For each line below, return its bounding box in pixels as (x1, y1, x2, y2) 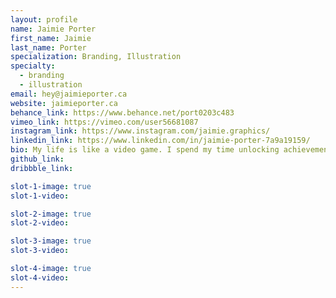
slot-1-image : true (10, 181, 92, 191)
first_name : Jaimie (10, 33, 92, 43)
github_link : (10, 154, 65, 164)
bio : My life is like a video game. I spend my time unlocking (10, 145, 280, 155)
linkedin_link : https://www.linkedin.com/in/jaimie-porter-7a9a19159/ (10, 136, 311, 146)
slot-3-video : (10, 246, 70, 256)
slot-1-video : (10, 191, 70, 201)
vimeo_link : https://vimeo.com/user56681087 (10, 117, 199, 127)
